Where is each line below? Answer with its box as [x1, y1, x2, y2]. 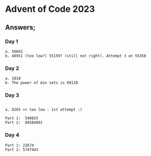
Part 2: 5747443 [5, 147, 38, 152]
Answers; [5, 23, 36, 32]
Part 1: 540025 [5, 116, 38, 121]
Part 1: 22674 [5, 143, 34, 148]
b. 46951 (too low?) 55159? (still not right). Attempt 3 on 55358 [5, 53, 147, 58]
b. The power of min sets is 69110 [5, 80, 78, 85]
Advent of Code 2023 [5, 3, 95, 15]
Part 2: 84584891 [5, 120, 43, 125]
